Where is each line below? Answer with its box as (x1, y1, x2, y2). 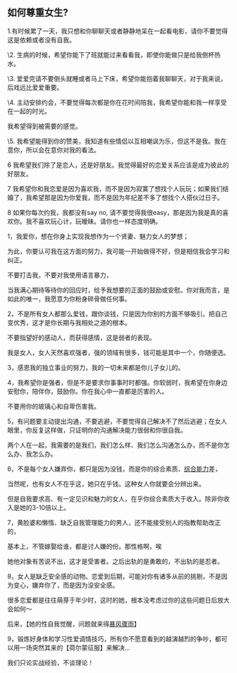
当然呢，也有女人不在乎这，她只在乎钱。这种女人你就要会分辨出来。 (7, 479, 205, 488)
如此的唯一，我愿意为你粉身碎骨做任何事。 (7, 295, 131, 303)
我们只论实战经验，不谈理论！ (7, 658, 94, 667)
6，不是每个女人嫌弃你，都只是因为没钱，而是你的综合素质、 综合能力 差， (7, 464, 221, 473)
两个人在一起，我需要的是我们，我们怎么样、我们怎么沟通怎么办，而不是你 (7, 440, 224, 449)
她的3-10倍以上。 (19, 503, 71, 512)
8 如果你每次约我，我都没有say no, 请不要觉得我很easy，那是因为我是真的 (7, 208, 223, 216)
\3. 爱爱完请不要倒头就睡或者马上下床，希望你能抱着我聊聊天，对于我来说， (7, 74, 227, 82)
